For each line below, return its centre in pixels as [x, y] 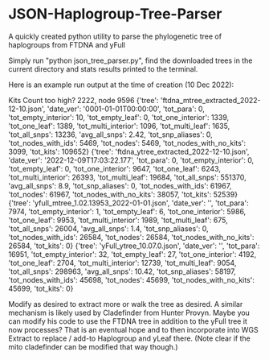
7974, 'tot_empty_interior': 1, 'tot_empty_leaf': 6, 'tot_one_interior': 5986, [127, 211]
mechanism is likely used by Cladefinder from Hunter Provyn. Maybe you [129, 312]
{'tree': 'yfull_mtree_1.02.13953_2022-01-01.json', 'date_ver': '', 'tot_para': [128, 203]
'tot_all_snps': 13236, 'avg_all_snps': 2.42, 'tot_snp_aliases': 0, [110, 134]
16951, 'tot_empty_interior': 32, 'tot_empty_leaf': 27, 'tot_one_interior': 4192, [132, 254]
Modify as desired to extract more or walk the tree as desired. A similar [126, 304]
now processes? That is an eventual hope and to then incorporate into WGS [133, 329]
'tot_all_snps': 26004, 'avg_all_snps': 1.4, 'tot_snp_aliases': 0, [108, 228]
